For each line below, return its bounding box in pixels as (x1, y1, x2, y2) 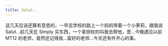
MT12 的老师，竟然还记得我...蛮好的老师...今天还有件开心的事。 (5, 35, 139, 41)
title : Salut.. (5, 7, 38, 13)
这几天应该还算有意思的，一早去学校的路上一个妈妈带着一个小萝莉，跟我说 (5, 22, 163, 28)
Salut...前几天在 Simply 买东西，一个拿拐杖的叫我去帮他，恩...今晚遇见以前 (5, 29, 162, 35)
